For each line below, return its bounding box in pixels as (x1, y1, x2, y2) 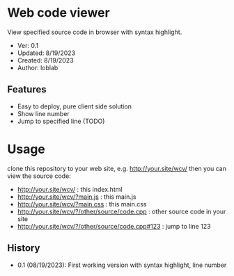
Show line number (17, 109, 70, 117)
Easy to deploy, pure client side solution (17, 102, 132, 111)
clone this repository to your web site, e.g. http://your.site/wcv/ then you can (7, 164, 226, 172)
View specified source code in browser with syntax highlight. (7, 28, 182, 36)
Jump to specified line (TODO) (17, 117, 105, 125)
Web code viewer (7, 5, 110, 21)
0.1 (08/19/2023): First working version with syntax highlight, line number (17, 261, 227, 269)
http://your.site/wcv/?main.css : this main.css (17, 200, 147, 208)
